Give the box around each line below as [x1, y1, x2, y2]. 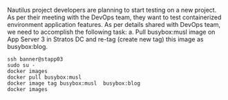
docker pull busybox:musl [7, 74, 82, 81]
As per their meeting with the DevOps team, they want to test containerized [7, 13, 222, 21]
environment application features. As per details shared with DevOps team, [7, 21, 221, 28]
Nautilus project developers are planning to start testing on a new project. [7, 6, 217, 14]
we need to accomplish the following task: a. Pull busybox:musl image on [7, 28, 216, 36]
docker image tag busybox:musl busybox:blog [7, 80, 140, 87]
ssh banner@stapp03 [7, 56, 64, 63]
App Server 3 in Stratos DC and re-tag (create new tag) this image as [7, 35, 204, 43]
